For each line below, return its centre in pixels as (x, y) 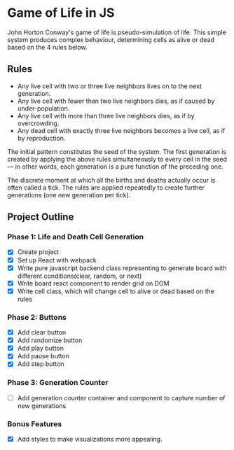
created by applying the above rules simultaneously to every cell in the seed (117, 159)
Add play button (41, 349)
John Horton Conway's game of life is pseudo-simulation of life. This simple (117, 32)
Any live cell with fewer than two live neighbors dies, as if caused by (116, 101)
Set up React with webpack (57, 260)
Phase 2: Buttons (37, 317)
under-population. (43, 108)
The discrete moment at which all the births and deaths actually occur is (111, 180)
